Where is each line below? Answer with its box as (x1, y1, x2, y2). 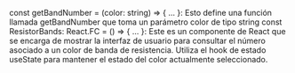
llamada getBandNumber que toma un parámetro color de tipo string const (9, 17, 283, 27)
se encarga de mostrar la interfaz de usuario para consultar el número (9, 35, 267, 46)
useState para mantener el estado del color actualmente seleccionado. (9, 55, 268, 64)
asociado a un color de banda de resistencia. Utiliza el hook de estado (9, 45, 267, 55)
